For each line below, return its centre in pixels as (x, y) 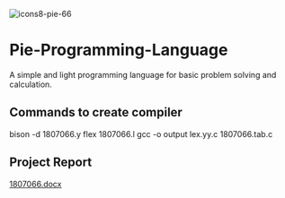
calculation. (31, 84)
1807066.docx (36, 184)
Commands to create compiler (96, 112)
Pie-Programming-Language (119, 50)
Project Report (51, 163)
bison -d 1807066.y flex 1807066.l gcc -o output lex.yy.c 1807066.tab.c (141, 133)
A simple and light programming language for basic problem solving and (143, 74)
